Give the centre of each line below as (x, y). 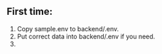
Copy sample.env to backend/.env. (67, 28)
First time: (30, 12)
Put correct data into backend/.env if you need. (86, 36)
